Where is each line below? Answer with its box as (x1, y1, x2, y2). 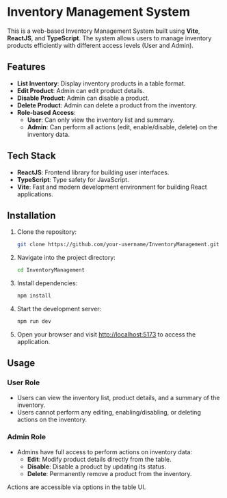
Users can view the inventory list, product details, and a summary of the (16, 393, 220, 402)
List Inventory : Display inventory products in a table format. (16, 79, 186, 88)
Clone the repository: (16, 228, 77, 236)
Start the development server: (16, 305, 102, 313)
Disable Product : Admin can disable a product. (16, 94, 150, 102)
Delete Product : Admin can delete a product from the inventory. (16, 101, 198, 109)
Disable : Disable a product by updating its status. (27, 462, 166, 471)
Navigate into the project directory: (16, 254, 116, 262)
